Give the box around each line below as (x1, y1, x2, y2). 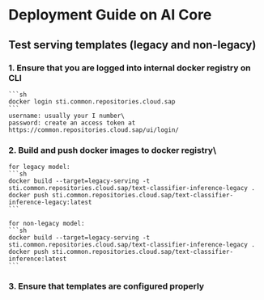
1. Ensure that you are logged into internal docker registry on (8, 62, 251, 74)
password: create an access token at (8, 119, 136, 127)
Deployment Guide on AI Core (8, 6, 212, 24)
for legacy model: (8, 163, 70, 171)
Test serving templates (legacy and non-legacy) (8, 38, 257, 52)
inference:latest (8, 255, 67, 264)
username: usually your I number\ (8, 112, 126, 120)
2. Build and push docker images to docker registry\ (8, 144, 217, 155)
